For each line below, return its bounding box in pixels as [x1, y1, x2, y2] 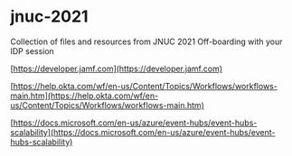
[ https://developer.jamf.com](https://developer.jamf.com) [10, 63, 222, 74]
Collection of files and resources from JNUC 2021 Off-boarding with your [10, 36, 283, 47]
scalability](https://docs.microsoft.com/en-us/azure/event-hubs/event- [10, 126, 276, 137]
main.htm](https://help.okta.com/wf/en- [10, 90, 159, 101]
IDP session [10, 45, 55, 56]
